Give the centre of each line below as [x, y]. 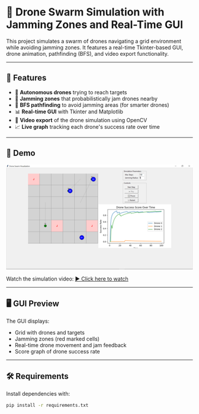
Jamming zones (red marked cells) [57, 339]
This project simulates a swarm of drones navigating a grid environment [94, 41]
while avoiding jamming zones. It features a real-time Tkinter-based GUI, [95, 47]
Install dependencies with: [38, 393]
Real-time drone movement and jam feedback [70, 345]
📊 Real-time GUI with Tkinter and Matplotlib [69, 112]
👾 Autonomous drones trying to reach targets [71, 92]
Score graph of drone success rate [57, 351]
